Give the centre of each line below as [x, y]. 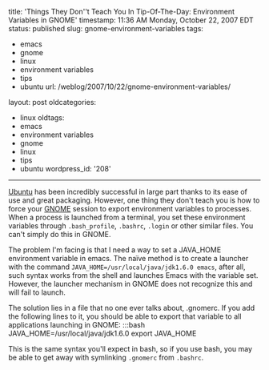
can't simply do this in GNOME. [60, 234]
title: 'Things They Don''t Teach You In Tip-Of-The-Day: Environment [121, 12]
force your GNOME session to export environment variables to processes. [130, 209]
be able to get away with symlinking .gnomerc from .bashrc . [106, 357]
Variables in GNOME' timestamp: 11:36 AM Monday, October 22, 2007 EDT [131, 20]
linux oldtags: [42, 118]
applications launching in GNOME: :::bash [77, 325]
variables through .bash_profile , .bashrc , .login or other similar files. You [131, 226]
